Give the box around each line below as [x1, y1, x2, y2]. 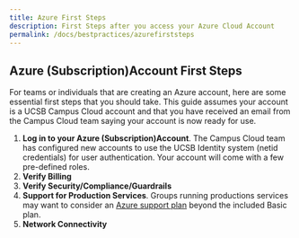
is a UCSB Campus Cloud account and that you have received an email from [9, 106, 291, 117]
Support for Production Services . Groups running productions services [22, 190, 289, 201]
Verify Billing [22, 172, 72, 182]
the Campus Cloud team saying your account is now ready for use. [9, 116, 257, 127]
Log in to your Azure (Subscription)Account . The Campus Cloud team [22, 133, 286, 144]
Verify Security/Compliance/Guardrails [22, 181, 172, 191]
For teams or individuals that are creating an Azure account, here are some [9, 87, 286, 98]
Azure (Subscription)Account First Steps [9, 63, 242, 78]
